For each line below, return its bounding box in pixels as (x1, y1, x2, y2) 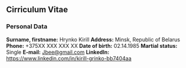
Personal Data (6, 22, 47, 31)
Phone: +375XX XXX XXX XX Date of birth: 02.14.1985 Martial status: (6, 42, 178, 49)
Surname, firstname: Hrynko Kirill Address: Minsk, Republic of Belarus (6, 35, 181, 43)
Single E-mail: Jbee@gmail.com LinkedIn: (6, 48, 110, 56)
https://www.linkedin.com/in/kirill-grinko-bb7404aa (6, 54, 132, 61)
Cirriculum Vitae (6, 5, 68, 15)
